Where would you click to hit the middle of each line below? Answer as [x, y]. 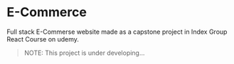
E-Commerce [47, 12]
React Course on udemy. [43, 39]
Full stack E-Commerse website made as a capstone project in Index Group [117, 32]
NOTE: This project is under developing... [84, 53]
